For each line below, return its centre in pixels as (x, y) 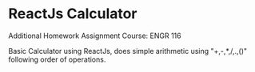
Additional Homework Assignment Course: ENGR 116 (95, 36)
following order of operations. (57, 59)
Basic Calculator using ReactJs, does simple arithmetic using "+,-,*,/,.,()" (128, 51)
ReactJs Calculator (73, 14)
